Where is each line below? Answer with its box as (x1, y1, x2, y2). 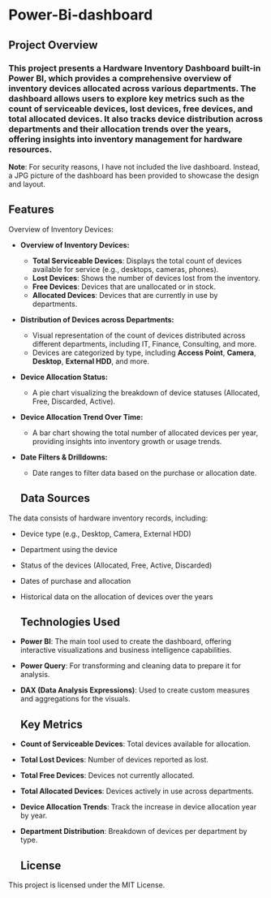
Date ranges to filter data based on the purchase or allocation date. (32, 468, 257, 477)
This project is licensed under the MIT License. (8, 879, 166, 890)
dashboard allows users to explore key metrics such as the (8, 93, 245, 104)
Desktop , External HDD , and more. (32, 356, 150, 366)
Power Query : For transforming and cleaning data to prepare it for (19, 661, 242, 671)
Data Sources (19, 491, 91, 505)
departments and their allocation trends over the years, (8, 123, 231, 135)
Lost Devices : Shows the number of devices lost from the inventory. (32, 273, 261, 283)
